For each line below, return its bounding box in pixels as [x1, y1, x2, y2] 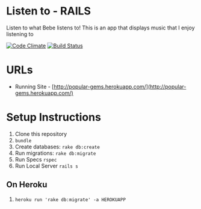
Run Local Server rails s [14, 162, 78, 169]
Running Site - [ [14, 83, 54, 90]
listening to [6, 30, 34, 37]
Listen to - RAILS [6, 4, 91, 18]
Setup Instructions [6, 111, 101, 124]
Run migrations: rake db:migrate [14, 149, 96, 157]
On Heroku [6, 180, 48, 190]
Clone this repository [14, 130, 67, 138]
